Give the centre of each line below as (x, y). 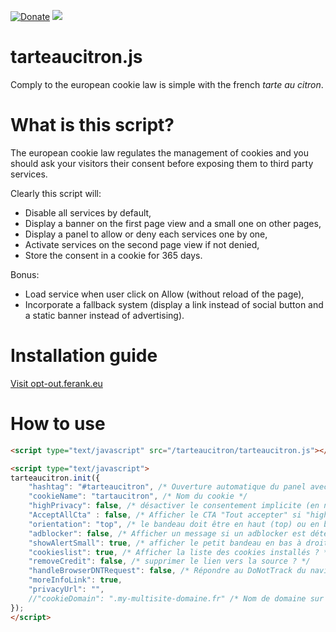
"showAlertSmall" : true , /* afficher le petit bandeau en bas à (165, 543)
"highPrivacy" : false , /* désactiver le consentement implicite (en (174, 506)
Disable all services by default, (88, 212)
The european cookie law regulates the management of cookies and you (160, 152)
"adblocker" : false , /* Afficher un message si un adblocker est (167, 533)
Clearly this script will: (56, 193)
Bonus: (25, 274)
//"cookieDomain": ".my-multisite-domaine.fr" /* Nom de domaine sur (176, 598)
